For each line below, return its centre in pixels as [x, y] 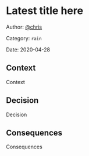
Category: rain [24, 38]
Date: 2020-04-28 [28, 49]
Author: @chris [24, 27]
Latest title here [44, 11]
